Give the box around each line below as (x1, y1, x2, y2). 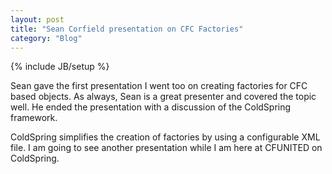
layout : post (10, 14, 65, 25)
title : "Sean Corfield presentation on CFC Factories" (10, 24, 244, 34)
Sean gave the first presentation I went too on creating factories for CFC (10, 80, 308, 92)
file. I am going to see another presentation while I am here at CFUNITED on (10, 142, 323, 154)
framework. (10, 112, 58, 124)
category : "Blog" (10, 33, 83, 43)
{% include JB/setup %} (10, 61, 110, 73)
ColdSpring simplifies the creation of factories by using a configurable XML (10, 131, 321, 143)
